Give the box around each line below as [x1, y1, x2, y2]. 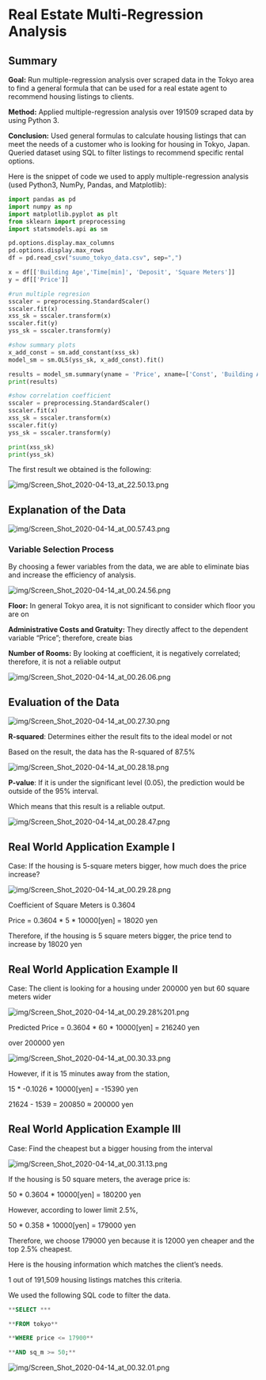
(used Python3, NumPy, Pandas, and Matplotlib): [8, 180, 167, 190]
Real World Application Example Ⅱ [8, 962, 178, 976]
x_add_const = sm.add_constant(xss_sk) [8, 348, 140, 356]
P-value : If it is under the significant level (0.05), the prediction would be [8, 778, 245, 788]
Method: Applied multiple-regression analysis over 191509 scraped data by [8, 107, 254, 117]
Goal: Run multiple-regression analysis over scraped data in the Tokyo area [8, 75, 255, 84]
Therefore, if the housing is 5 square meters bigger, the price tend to [8, 931, 232, 941]
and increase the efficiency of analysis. [8, 570, 136, 580]
